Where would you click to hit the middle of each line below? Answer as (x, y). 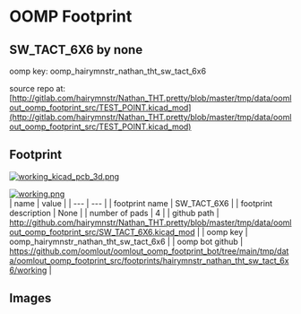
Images (30, 298)
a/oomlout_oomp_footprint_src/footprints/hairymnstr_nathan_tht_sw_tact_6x (149, 260)
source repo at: (37, 88)
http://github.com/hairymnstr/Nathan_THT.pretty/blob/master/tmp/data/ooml (150, 222)
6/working (28, 270)
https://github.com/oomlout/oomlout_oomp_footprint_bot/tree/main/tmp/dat (149, 251)
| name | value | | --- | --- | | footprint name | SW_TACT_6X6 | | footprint (141, 203)
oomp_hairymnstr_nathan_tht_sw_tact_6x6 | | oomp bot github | (126, 241)
